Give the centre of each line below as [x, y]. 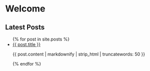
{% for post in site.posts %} [41, 39]
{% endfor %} [27, 64]
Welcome [25, 9]
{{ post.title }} [26, 44]
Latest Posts [25, 27]
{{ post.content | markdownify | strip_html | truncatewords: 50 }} [79, 54]
